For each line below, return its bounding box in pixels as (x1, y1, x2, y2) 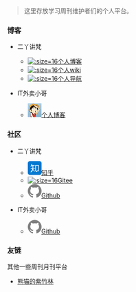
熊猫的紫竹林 (16, 277, 54, 285)
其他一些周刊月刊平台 (7, 262, 67, 271)
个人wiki (57, 66, 81, 75)
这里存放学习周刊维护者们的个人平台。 (23, 7, 133, 14)
